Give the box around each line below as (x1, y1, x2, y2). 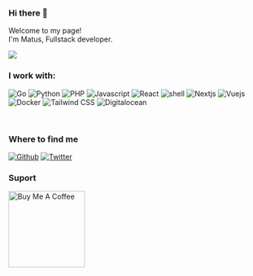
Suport (8, 172, 37, 183)
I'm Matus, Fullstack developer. (8, 34, 113, 44)
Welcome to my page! (8, 26, 82, 36)
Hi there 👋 (8, 7, 49, 19)
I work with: (8, 70, 56, 81)
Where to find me (8, 134, 79, 145)
